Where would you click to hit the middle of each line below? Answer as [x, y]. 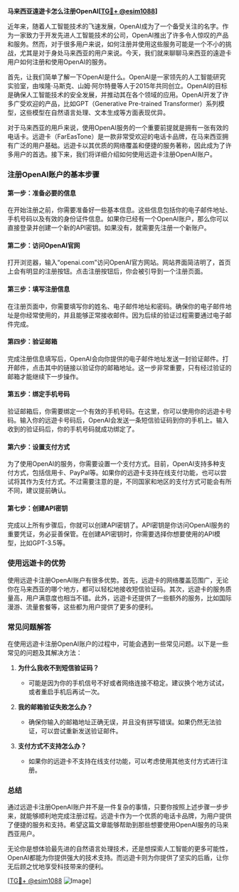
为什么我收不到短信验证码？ [58, 667]
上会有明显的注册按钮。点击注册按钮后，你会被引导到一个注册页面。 [107, 271]
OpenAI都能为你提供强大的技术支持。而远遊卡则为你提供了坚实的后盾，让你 [118, 858]
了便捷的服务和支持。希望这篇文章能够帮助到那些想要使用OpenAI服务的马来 [118, 825]
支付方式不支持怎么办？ [52, 745]
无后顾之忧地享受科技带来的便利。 [57, 866]
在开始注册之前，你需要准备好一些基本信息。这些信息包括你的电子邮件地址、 [119, 210]
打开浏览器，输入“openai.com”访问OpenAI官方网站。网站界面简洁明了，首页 [119, 262]
